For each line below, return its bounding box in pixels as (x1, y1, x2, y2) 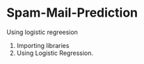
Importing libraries (16, 41, 70, 49)
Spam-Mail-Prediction (6, 5, 138, 21)
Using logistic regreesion (6, 28, 78, 36)
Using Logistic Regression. (16, 49, 93, 57)
